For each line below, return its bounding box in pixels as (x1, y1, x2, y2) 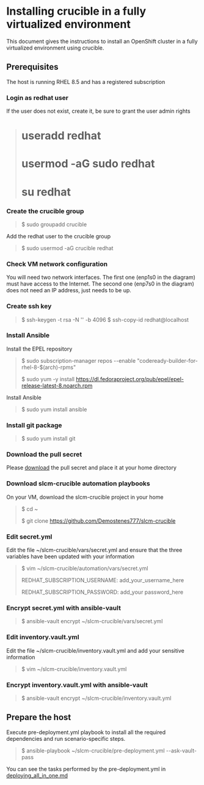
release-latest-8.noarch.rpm (21, 382, 93, 389)
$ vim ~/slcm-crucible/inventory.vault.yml (21, 665, 127, 672)
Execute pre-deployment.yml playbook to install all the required (6, 728, 166, 736)
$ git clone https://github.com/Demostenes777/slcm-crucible (21, 517, 176, 525)
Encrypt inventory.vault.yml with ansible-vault (6, 680, 148, 689)
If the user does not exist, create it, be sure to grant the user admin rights (6, 107, 191, 115)
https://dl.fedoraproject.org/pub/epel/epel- (76, 375, 184, 382)
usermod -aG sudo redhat (21, 157, 155, 171)
